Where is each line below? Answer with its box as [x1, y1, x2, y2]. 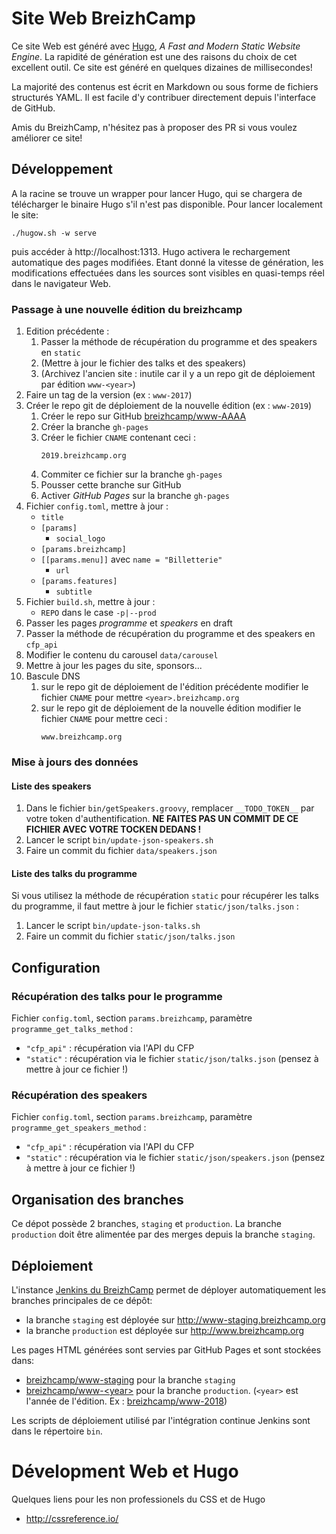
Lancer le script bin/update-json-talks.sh [25, 920, 201, 932]
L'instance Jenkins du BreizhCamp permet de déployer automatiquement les [11, 1283, 327, 1296]
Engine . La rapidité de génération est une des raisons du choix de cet [11, 50, 298, 62]
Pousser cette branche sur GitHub [40, 479, 182, 491]
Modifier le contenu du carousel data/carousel [25, 649, 219, 661]
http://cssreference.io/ [25, 1512, 119, 1524]
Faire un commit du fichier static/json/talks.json [25, 930, 236, 942]
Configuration [11, 959, 101, 976]
